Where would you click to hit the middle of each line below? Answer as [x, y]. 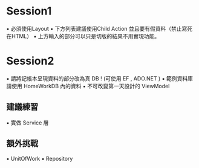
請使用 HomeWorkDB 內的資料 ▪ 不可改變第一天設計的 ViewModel [88, 86]
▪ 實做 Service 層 [28, 123]
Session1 [29, 11]
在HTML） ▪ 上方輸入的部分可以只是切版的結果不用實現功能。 [83, 36]
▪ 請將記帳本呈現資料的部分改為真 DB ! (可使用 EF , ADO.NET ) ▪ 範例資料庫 [100, 78]
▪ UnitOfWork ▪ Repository [40, 158]
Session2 [30, 61]
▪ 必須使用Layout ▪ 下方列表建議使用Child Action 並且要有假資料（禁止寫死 [99, 28]
